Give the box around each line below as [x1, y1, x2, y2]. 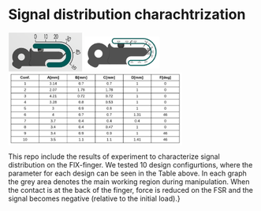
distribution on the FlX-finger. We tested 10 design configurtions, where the [8, 160, 253, 169]
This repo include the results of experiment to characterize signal [8, 152, 221, 161]
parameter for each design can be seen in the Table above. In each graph [8, 168, 247, 178]
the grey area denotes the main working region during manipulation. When [8, 176, 250, 187]
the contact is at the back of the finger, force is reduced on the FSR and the [8, 185, 254, 194]
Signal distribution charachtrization [8, 6, 246, 24]
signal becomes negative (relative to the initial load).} [8, 194, 181, 203]
